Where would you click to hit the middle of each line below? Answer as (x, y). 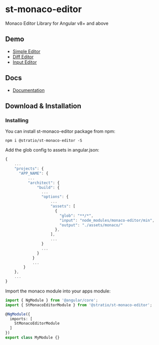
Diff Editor (23, 57)
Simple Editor (26, 51)
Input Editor (24, 62)
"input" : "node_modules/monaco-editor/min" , (107, 220)
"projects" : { (29, 169)
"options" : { (55, 197)
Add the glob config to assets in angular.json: (52, 150)
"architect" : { (43, 183)
